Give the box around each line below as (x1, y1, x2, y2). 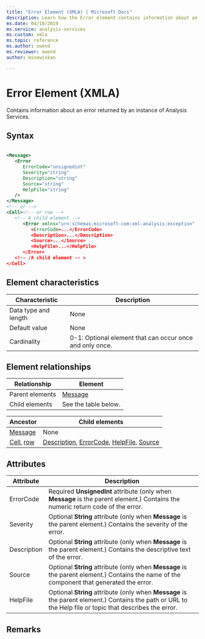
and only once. (70, 341, 113, 349)
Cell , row (9, 438, 35, 446)
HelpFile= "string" (22, 187, 70, 193)
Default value (9, 323, 48, 332)
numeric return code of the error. (48, 503, 143, 511)
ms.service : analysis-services (6, 26, 86, 32)
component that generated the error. (48, 578, 154, 587)
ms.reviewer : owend (6, 49, 56, 55)
